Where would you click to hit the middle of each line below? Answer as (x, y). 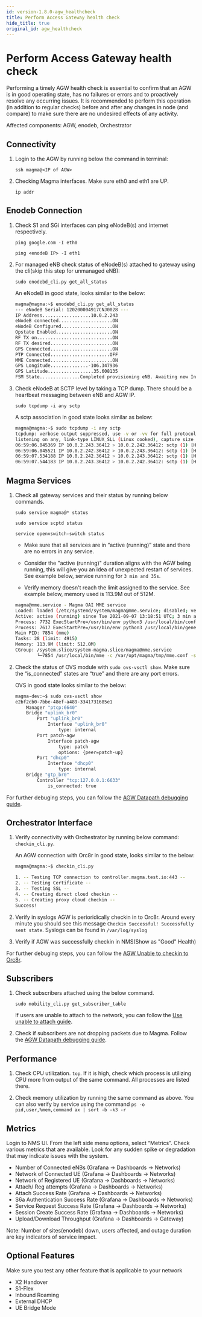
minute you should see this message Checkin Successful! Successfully (104, 923)
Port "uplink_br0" (60, 719)
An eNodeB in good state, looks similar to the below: (80, 293)
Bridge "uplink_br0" (52, 713)
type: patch (73, 747)
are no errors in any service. (59, 551)
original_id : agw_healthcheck (44, 29)
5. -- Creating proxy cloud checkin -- (65, 900)
